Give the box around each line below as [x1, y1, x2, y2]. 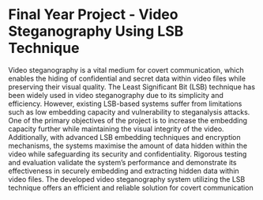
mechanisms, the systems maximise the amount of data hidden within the [8, 141, 247, 150]
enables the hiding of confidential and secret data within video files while [8, 74, 246, 83]
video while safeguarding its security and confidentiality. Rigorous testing [8, 149, 247, 159]
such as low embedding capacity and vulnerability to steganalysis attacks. [8, 107, 250, 116]
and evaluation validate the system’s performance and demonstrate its [8, 157, 237, 167]
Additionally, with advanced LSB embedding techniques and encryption [8, 132, 241, 142]
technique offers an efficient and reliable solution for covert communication [8, 183, 254, 192]
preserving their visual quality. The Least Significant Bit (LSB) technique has [8, 81, 255, 92]
